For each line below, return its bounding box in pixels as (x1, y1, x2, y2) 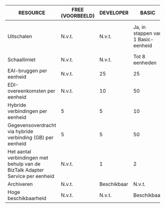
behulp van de (7, 160, 41, 167)
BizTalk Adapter (7, 167, 44, 173)
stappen (133, 30, 152, 36)
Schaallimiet (7, 56, 36, 63)
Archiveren (7, 181, 33, 187)
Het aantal (7, 148, 31, 155)
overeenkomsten (7, 88, 47, 94)
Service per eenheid (7, 173, 55, 180)
